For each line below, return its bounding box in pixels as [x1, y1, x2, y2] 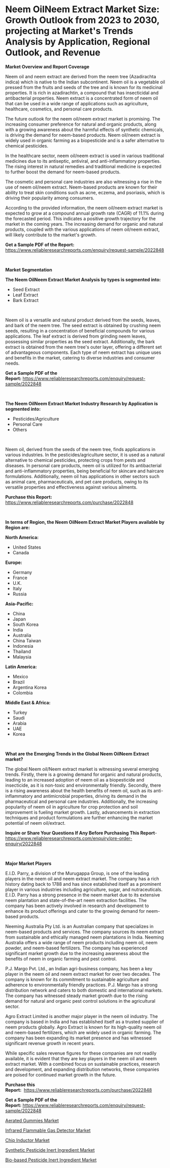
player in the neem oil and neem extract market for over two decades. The [5, 971, 161, 977]
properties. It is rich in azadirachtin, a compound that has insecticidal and [5, 89, 159, 96]
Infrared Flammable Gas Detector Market [5, 1127, 91, 1133]
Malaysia [12, 653, 31, 660]
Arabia [12, 720, 27, 726]
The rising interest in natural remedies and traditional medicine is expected [5, 163, 161, 169]
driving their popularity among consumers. [5, 195, 95, 201]
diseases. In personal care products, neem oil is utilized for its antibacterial [5, 462, 162, 468]
